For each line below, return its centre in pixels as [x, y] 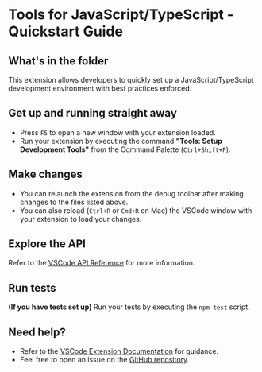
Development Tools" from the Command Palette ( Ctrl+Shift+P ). [125, 149]
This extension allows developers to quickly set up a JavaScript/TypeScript [131, 80]
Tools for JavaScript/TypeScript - [121, 15]
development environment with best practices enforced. [100, 88]
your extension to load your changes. [81, 219]
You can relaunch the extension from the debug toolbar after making [131, 193]
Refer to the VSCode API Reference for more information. [102, 263]
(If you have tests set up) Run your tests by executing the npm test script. [129, 307]
